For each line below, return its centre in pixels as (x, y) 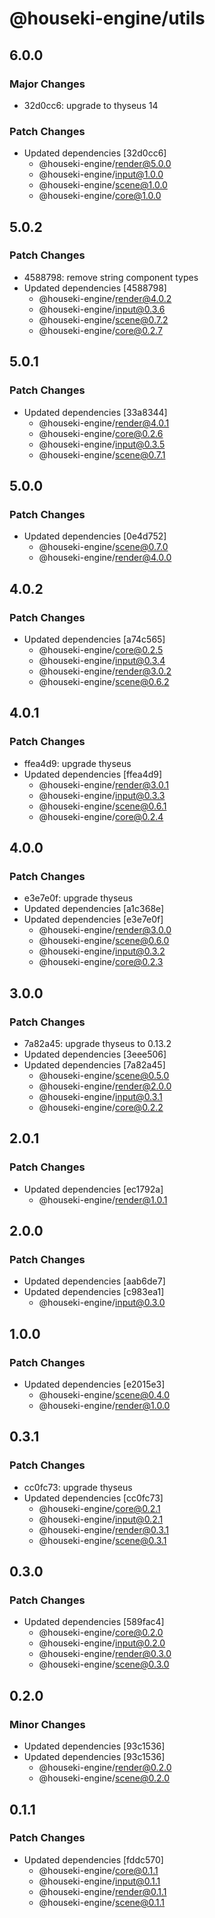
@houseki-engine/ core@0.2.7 (100, 330)
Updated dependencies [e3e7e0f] (93, 919)
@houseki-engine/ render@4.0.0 (105, 558)
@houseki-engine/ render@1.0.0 (104, 1406)
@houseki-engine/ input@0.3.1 (100, 1096)
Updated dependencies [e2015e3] (94, 1384)
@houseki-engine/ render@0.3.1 (104, 1529)
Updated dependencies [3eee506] (95, 1054)
